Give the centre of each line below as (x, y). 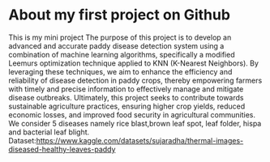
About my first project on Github (120, 15)
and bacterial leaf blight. (49, 132)
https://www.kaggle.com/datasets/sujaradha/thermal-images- (140, 140)
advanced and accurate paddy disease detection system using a (116, 45)
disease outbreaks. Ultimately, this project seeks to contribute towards (126, 97)
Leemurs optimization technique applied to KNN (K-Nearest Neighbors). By (134, 63)
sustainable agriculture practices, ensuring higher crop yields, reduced (127, 106)
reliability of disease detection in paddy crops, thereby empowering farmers (135, 80)
